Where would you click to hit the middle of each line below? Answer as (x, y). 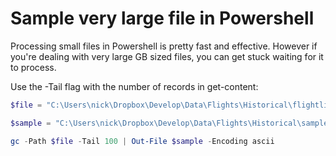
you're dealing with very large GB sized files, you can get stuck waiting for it (167, 56)
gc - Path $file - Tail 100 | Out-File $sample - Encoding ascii (142, 141)
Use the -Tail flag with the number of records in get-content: (134, 86)
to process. (33, 67)
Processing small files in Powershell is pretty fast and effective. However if (164, 46)
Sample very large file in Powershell (162, 18)
